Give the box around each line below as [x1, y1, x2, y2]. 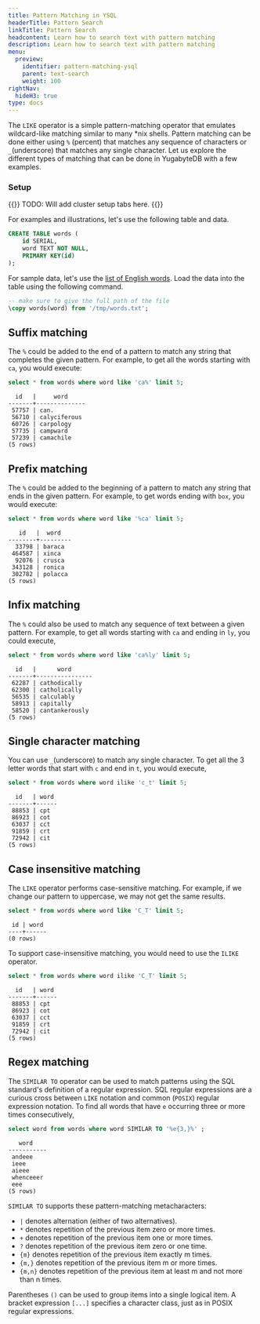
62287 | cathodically [11, 679, 82, 687]
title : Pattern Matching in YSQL [8, 11, 117, 20]
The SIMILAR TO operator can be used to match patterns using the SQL [8, 1076, 236, 1085]
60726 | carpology [11, 421, 72, 429]
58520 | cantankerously [11, 706, 89, 714]
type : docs [8, 99, 44, 107]
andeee [11, 1153, 34, 1161]
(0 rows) [8, 935, 37, 943]
